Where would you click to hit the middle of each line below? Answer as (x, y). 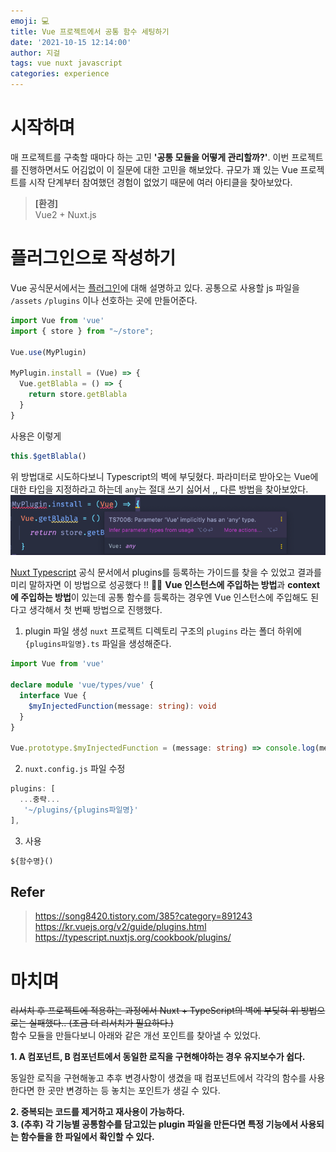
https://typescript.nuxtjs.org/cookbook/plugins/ (133, 937)
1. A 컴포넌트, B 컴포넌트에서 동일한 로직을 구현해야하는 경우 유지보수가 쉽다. (158, 1057)
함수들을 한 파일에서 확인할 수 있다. (87, 1137)
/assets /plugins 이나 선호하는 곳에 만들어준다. (104, 300)
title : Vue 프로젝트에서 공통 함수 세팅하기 (90, 31)
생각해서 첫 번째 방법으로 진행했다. (95, 610)
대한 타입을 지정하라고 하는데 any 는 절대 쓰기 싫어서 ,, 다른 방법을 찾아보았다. (159, 489)
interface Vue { (53, 696)
